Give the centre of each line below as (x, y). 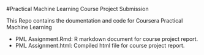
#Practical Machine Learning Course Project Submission (77, 9)
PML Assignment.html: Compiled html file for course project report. (100, 46)
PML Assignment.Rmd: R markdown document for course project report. (106, 39)
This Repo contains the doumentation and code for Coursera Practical (95, 20)
